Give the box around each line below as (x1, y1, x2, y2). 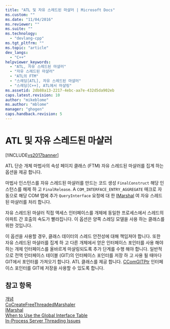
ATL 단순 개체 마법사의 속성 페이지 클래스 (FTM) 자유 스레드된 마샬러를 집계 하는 (5, 162, 164, 168)
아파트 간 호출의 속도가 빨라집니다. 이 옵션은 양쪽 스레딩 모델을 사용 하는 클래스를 (5, 216, 165, 222)
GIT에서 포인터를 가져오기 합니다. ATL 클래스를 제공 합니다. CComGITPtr (5, 258, 150, 264)
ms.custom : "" (5, 12, 36, 17)
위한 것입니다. (5, 222, 33, 228)
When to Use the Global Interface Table (5, 312, 88, 318)
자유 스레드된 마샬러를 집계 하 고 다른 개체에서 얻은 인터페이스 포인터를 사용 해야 (5, 240, 164, 246)
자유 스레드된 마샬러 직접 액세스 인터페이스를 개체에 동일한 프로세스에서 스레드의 (5, 210, 164, 216)
